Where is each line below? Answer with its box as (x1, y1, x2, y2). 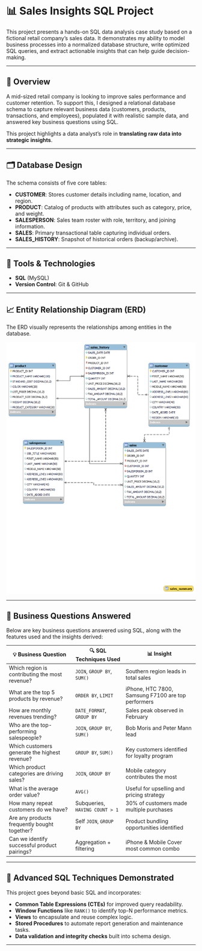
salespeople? (8, 734, 42, 741)
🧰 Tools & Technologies (6, 258, 96, 269)
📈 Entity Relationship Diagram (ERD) (6, 304, 146, 315)
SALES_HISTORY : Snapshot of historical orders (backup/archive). (14, 235, 179, 243)
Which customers (8, 742, 53, 750)
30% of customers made (125, 800, 188, 807)
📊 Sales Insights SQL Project (6, 4, 154, 18)
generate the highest (8, 749, 61, 756)
